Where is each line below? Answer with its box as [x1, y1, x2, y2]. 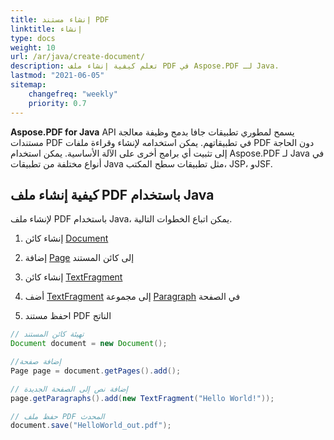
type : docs [10, 33, 56, 43]
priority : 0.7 [28, 98, 87, 108]
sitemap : [10, 80, 47, 90]
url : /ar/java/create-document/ [10, 52, 145, 62]
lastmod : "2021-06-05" [10, 71, 105, 81]
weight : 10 [10, 42, 56, 53]
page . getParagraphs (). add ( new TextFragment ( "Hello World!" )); [10, 393, 275, 403]
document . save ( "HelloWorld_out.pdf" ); [10, 421, 172, 431]
